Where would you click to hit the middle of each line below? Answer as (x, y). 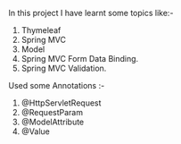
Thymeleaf (41, 30)
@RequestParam (52, 112)
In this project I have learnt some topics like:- (91, 13)
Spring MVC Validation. (64, 68)
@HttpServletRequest (61, 103)
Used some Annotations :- (57, 85)
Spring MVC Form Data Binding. (80, 59)
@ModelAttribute (53, 122)
